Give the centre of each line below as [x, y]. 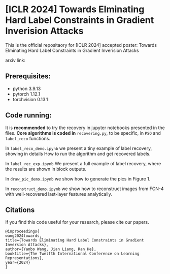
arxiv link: [15, 60]
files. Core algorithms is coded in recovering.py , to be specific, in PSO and [83, 133]
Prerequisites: [28, 77]
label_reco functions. [28, 138]
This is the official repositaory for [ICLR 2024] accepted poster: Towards [81, 45]
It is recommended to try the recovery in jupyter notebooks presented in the [85, 128]
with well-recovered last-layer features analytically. [59, 194]
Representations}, [25, 258]
